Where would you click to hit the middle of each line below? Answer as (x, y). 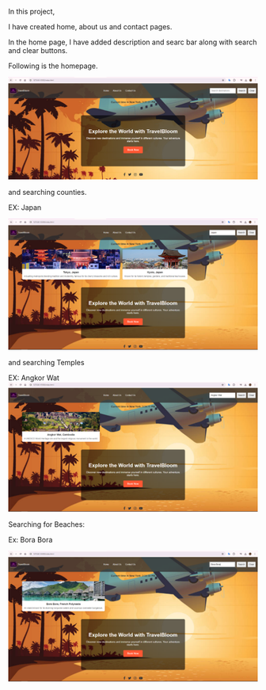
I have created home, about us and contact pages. (90, 27)
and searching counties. (47, 193)
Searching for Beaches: (47, 524)
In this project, (32, 11)
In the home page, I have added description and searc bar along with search (133, 42)
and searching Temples (46, 362)
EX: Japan (25, 208)
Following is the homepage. (53, 66)
